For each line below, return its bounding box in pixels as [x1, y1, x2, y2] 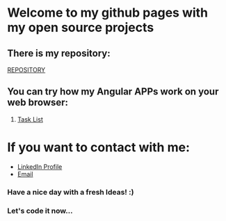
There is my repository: [7, 47, 111, 59]
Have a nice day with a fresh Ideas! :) [7, 187, 134, 197]
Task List [17, 115, 43, 123]
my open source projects [7, 19, 154, 35]
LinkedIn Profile [17, 162, 63, 171]
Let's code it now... [7, 206, 73, 215]
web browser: [7, 97, 68, 108]
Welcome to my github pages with [7, 5, 209, 21]
